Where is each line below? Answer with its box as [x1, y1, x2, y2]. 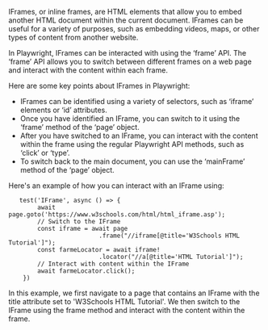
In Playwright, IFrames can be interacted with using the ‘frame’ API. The [8, 48, 247, 57]
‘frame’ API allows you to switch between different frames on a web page [8, 56, 252, 66]
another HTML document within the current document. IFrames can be [8, 15, 244, 25]
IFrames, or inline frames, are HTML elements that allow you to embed [8, 7, 242, 16]
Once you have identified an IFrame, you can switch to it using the [19, 114, 241, 123]
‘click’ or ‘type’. [19, 148, 70, 157]
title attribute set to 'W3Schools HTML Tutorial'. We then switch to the [8, 297, 241, 306]
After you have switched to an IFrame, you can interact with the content [19, 131, 258, 140]
